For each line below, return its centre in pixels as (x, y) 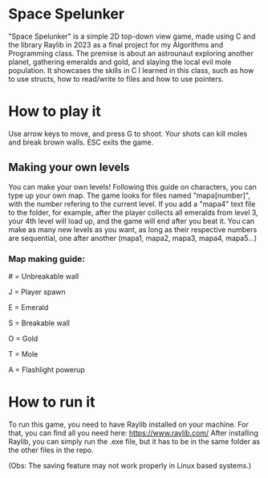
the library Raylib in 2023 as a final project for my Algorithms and (116, 44)
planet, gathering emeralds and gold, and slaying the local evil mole (120, 62)
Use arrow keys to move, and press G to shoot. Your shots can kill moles (128, 133)
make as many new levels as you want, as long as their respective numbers (133, 229)
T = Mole (23, 353)
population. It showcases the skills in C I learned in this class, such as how (131, 70)
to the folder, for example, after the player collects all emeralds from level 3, (133, 212)
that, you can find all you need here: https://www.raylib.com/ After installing (134, 433)
